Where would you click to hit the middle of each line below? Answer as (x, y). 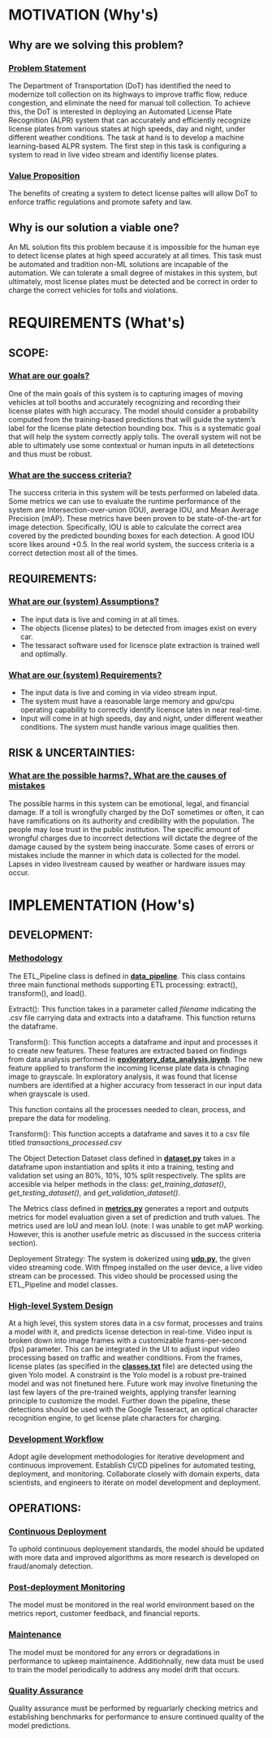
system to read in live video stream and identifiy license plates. (114, 154)
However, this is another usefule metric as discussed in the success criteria (135, 1234)
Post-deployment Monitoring (67, 1587)
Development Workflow (56, 1438)
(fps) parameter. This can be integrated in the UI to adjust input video (124, 1349)
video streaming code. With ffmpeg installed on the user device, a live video (136, 1267)
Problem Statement (47, 68)
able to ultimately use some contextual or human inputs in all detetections (132, 445)
